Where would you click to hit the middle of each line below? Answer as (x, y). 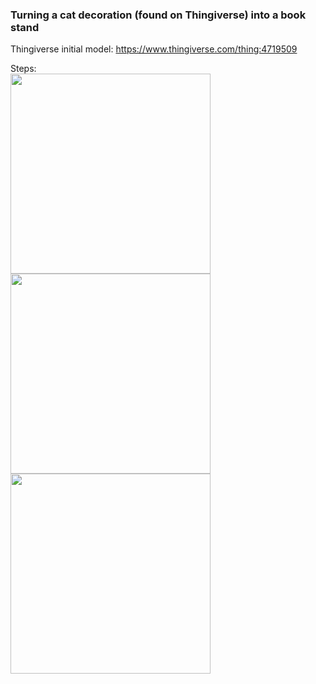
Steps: (23, 69)
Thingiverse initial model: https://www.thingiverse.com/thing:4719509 (154, 49)
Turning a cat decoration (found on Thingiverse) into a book (158, 15)
